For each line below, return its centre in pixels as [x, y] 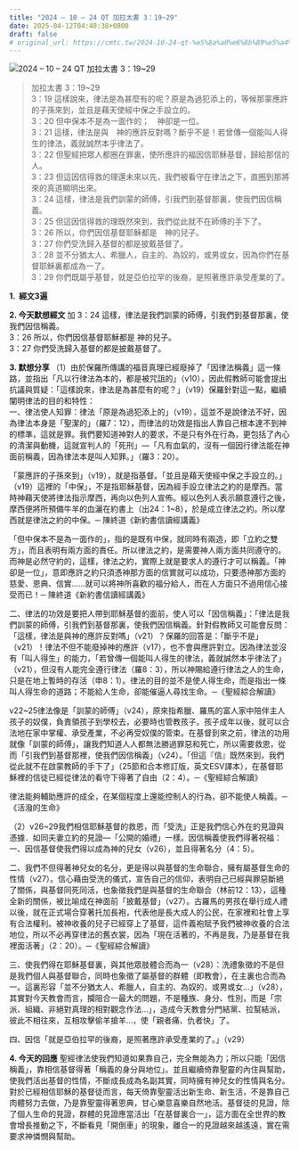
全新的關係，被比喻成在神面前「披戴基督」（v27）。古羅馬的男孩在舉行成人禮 [149, 901]
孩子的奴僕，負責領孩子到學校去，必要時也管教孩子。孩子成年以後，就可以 [145, 722]
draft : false [33, 34]
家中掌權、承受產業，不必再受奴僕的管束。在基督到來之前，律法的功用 [161, 733]
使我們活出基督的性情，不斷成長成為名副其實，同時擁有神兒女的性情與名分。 [149, 1080]
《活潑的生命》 [36, 808]
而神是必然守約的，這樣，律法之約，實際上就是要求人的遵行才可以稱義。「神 [148, 562]
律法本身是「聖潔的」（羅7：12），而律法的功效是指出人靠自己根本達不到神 [152, 423]
